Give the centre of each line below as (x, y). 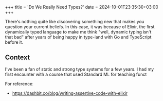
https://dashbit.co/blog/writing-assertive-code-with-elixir (70, 93)
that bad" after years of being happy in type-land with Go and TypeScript (78, 37)
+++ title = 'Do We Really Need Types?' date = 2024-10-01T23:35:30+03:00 (82, 7)
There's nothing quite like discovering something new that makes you (75, 22)
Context (18, 58)
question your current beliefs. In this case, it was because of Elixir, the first (80, 27)
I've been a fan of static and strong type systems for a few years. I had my (80, 69)
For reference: (19, 84)
